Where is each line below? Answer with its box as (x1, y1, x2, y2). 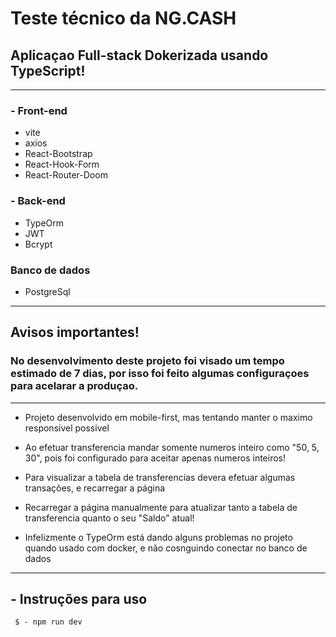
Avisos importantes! (10, 324, 140, 341)
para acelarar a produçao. (10, 379, 139, 393)
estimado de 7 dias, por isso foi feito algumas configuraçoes (10, 367, 310, 381)
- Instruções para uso (10, 590, 148, 607)
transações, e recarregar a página (24, 482, 166, 494)
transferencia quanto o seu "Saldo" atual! (24, 512, 195, 524)
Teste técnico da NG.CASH (10, 7, 237, 30)
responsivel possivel (24, 422, 110, 434)
